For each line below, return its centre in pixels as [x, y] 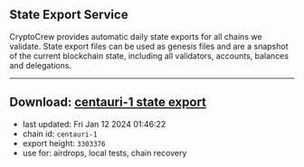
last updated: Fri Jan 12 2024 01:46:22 [94, 124]
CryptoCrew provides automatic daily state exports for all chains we [136, 36]
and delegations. [41, 65]
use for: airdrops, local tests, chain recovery [104, 153]
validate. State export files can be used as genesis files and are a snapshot [149, 46]
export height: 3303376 [64, 143]
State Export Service [69, 15]
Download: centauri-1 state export [108, 102]
